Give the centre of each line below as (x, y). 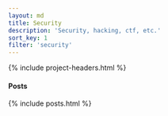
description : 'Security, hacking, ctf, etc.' (84, 30)
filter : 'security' (40, 45)
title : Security (35, 23)
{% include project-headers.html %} (67, 68)
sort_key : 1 (28, 38)
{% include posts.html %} (50, 103)
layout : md (26, 15)
